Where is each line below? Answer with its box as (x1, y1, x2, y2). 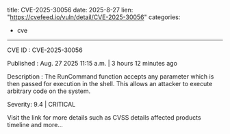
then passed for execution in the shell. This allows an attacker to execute (7, 80, 213, 88)
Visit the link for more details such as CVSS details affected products (7, 113, 201, 122)
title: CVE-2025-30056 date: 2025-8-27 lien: (7, 6, 133, 14)
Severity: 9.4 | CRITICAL (7, 100, 76, 108)
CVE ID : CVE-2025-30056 (7, 46, 84, 54)
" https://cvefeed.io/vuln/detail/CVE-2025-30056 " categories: (7, 13, 181, 21)
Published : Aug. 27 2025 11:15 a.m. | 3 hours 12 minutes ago (7, 59, 178, 67)
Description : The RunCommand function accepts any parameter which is (7, 72, 214, 81)
